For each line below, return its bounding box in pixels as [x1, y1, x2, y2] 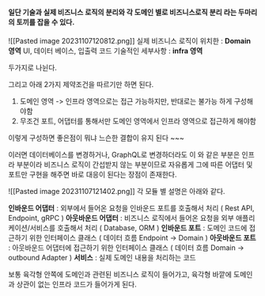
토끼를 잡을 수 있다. [16, 17, 75, 27]
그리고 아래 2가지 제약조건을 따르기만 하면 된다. [8, 80, 154, 89]
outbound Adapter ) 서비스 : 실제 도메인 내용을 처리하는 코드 [8, 253, 196, 263]
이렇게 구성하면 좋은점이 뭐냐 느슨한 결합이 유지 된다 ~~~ [8, 133, 184, 142]
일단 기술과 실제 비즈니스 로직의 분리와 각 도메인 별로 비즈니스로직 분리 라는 [8, 7, 237, 17]
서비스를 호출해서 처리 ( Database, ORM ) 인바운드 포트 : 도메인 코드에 [29, 223, 248, 233]
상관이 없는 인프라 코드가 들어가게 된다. [16, 279, 137, 289]
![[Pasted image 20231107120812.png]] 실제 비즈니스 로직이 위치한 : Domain [8, 36, 252, 46]
